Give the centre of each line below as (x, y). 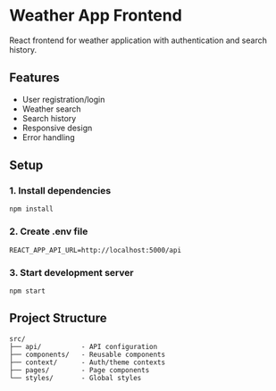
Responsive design (57, 128)
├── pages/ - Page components (79, 370)
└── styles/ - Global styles (75, 378)
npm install (31, 209)
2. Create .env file (49, 231)
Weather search (52, 109)
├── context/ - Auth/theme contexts (88, 362)
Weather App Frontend (96, 16)
